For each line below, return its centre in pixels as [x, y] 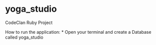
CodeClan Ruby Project [29, 22]
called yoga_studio [24, 37]
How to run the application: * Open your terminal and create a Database [78, 32]
